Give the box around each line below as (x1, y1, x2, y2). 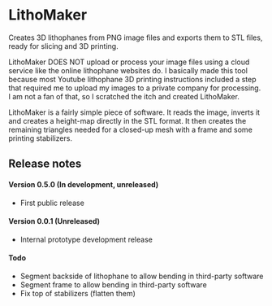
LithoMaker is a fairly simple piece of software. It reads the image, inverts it (8, 107, 261, 117)
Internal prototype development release (19, 234, 153, 244)
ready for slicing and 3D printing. (8, 41, 119, 50)
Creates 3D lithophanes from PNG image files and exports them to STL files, (8, 33, 263, 42)
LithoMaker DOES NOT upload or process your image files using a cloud (8, 57, 250, 67)
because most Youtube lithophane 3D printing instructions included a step (8, 74, 257, 84)
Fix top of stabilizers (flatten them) (19, 288, 136, 298)
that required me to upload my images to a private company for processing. (8, 83, 261, 93)
